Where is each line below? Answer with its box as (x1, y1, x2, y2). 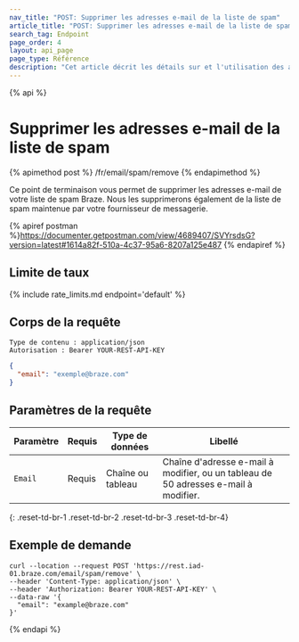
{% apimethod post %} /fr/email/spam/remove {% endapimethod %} (9, 167, 261, 177)
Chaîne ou (105, 466, 149, 479)
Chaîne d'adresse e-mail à (162, 456, 274, 468)
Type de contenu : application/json (9, 338, 145, 348)
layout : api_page (9, 46, 74, 55)
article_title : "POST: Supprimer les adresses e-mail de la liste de (9, 21, 273, 30)
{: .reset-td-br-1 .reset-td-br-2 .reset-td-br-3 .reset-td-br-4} (9, 512, 229, 523)
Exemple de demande (9, 538, 132, 553)
